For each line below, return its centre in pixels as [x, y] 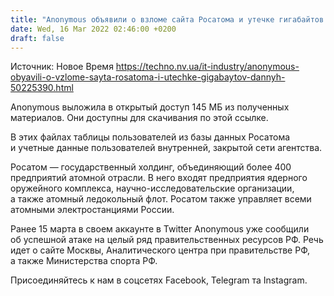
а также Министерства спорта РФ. [84, 261]
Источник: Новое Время [62, 67]
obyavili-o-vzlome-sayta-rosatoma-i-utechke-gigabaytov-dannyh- [148, 77]
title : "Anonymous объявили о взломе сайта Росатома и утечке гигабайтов [167, 19]
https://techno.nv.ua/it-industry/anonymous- [207, 67]
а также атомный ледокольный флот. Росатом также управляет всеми [161, 199]
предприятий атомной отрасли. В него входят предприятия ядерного [159, 178]
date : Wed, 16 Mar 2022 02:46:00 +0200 [93, 29]
